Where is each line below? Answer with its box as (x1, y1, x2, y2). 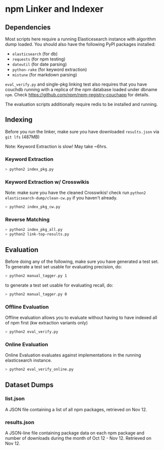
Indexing (5, 116, 33, 124)
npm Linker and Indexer (5, 3, 104, 15)
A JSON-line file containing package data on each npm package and (5, 430, 144, 436)
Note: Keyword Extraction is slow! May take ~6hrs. (5, 143, 107, 149)
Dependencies (5, 23, 51, 32)
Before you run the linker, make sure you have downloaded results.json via (5, 129, 160, 134)
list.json (5, 395, 25, 402)
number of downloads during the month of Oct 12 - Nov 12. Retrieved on (5, 435, 152, 441)
